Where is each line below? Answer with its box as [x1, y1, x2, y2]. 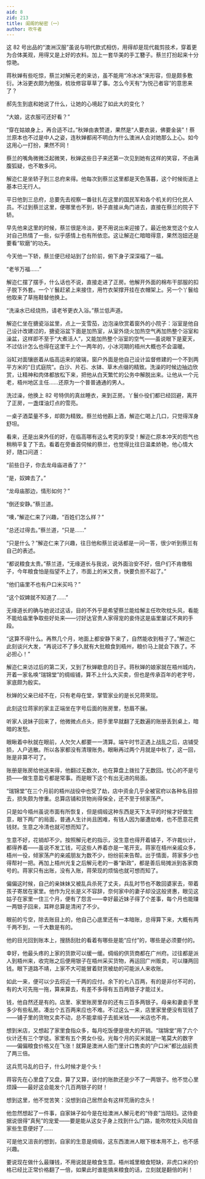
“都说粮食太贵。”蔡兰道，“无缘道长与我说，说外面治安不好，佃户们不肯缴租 [6, 560, 193, 567]
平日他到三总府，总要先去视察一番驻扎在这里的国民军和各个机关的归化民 [6, 196, 188, 203]
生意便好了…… [16, 1125, 54, 1132]
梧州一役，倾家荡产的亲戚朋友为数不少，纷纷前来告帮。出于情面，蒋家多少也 [6, 851, 199, 859]
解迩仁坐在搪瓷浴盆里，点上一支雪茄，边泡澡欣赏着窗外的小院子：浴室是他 [6, 320, 193, 327]
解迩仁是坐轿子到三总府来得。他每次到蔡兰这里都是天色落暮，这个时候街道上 [6, 175, 199, 182]
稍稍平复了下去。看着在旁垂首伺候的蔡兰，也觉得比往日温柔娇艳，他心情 [6, 441, 188, 448]
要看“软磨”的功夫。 [6, 239, 54, 247]
